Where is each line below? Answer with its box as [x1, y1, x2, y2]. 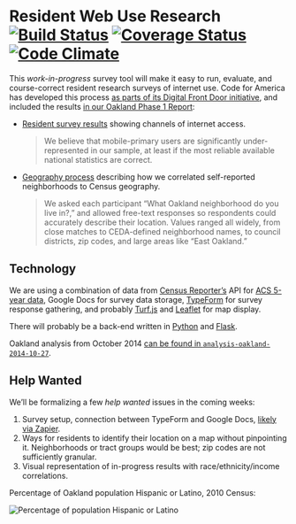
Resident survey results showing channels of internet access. [21, 118, 246, 129]
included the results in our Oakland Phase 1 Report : [9, 101, 195, 112]
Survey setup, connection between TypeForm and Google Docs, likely [21, 413, 277, 424]
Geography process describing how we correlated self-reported [21, 171, 256, 182]
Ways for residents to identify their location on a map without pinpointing [21, 432, 287, 443]
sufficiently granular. [21, 451, 97, 462]
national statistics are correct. [43, 154, 153, 165]
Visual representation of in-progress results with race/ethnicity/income [21, 460, 280, 471]
